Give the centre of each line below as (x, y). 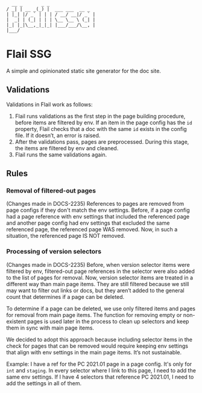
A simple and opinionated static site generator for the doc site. (84, 71)
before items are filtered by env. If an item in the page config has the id (103, 123)
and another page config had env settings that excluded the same (88, 223)
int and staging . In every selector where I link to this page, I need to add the (101, 370)
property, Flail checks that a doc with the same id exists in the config (101, 129)
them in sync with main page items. (50, 328)
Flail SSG (29, 54)
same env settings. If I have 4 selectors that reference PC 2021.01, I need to (100, 377)
